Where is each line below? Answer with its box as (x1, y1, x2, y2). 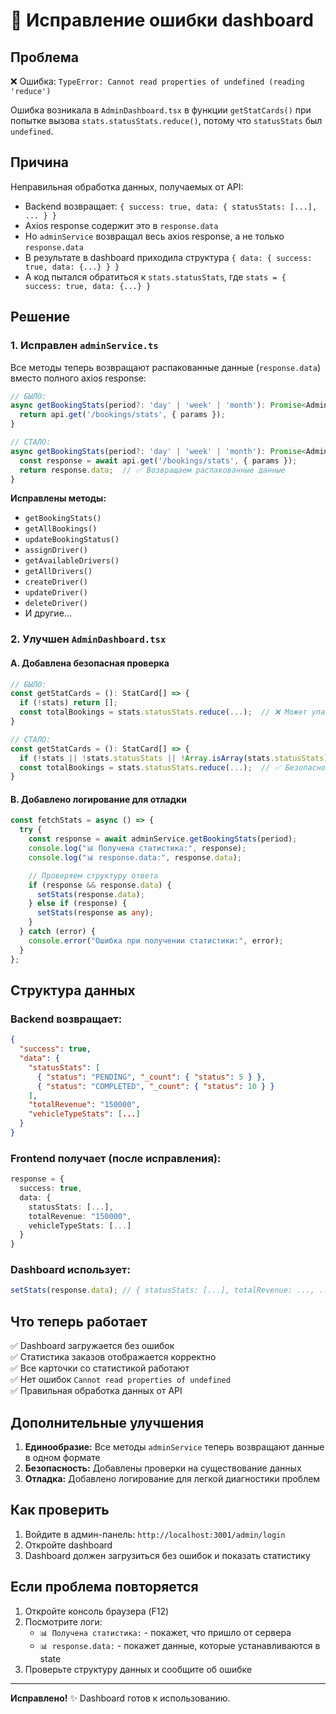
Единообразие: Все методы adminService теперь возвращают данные (24, 1440, 325, 1453)
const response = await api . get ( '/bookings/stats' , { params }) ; (19, 455, 298, 466)
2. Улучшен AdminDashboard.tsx (10, 632, 167, 646)
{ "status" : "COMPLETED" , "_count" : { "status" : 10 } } (36, 1081, 275, 1091)
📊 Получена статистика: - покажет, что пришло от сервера (39, 1626, 292, 1638)
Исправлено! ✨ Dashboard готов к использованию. (10, 1692, 231, 1704)
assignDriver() (24, 545, 89, 556)
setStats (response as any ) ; (36, 908, 155, 918)
